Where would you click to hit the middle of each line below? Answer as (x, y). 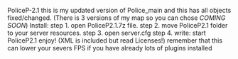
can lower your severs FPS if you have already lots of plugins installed (110, 48)
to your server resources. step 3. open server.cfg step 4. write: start (107, 33)
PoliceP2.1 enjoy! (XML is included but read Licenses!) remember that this (115, 41)
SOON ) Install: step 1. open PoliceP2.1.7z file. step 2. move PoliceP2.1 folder (118, 25)
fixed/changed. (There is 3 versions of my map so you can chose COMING (117, 18)
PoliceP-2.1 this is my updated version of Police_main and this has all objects (119, 10)
